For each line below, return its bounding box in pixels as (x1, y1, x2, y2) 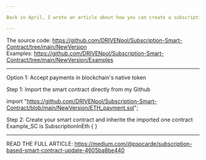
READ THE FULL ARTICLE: (6, 140, 74, 147)
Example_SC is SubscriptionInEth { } (6, 122, 97, 129)
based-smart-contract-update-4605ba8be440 (6, 147, 125, 154)
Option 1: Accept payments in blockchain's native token (6, 74, 147, 81)
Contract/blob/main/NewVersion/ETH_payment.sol (6, 104, 135, 111)
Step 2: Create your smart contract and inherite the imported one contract (6, 116, 193, 123)
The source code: (6, 36, 51, 44)
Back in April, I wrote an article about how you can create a (6, 14, 172, 20)
